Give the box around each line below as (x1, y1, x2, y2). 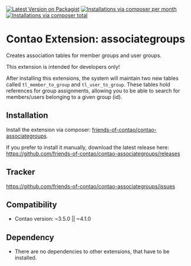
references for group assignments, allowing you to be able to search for (6, 87, 180, 94)
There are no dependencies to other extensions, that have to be (14, 248, 170, 255)
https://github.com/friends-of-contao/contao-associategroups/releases (6, 150, 180, 157)
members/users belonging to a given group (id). (6, 93, 123, 100)
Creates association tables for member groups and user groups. (6, 52, 162, 59)
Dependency (6, 232, 54, 242)
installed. (14, 254, 37, 261)
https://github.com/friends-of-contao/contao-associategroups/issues (6, 182, 176, 189)
